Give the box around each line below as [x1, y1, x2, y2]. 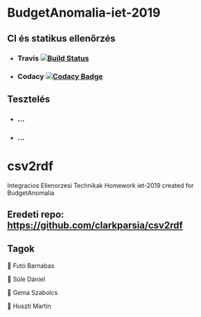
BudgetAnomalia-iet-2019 [7, 5, 161, 21]
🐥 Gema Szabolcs [7, 288, 58, 296]
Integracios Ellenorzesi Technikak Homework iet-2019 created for [7, 181, 194, 189]
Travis [17, 53, 40, 63]
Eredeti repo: [7, 208, 64, 220]
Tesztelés [7, 93, 51, 105]
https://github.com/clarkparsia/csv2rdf [7, 219, 184, 231]
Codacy [17, 71, 44, 81]
